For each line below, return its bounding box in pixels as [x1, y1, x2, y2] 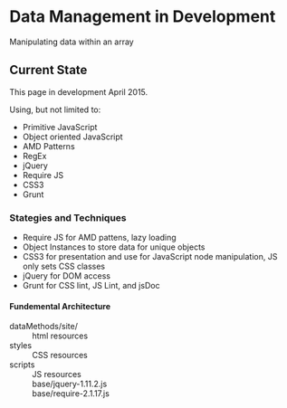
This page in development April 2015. [9, 86, 148, 97]
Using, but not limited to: [9, 104, 101, 115]
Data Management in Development [9, 6, 276, 27]
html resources [32, 330, 89, 341]
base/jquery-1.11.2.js [32, 378, 108, 390]
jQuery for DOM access [22, 270, 111, 281]
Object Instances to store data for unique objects [22, 242, 206, 252]
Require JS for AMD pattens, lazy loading [22, 232, 177, 243]
